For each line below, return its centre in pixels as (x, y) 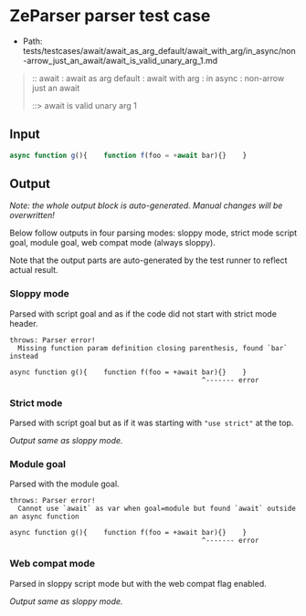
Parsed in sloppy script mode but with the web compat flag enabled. (138, 583)
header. (24, 323)
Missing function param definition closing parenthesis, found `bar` (153, 348)
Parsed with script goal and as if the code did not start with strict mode (143, 313)
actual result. (34, 270)
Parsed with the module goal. (65, 484)
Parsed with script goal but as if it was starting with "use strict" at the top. (152, 423)
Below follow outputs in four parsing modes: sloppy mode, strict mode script (153, 233)
